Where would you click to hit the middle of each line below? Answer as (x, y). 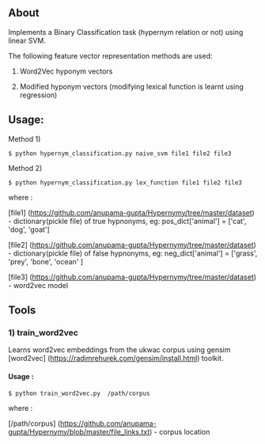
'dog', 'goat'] (29, 230)
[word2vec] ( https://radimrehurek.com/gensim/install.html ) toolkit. (116, 359)
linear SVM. (27, 40)
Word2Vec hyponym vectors (66, 71)
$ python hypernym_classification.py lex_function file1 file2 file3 (125, 182)
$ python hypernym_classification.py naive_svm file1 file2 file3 (120, 154)
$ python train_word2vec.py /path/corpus (79, 393)
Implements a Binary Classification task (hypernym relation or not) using (126, 32)
